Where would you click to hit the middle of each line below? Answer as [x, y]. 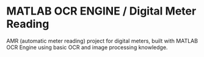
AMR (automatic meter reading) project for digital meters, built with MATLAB [102, 41]
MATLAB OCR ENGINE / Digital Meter [101, 11]
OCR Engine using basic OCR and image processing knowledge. [87, 47]
